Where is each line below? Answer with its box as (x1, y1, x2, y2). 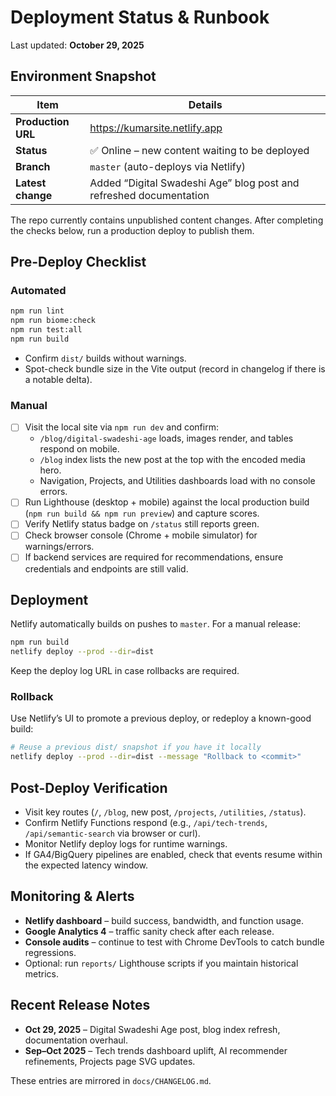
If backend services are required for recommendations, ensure (24, 551, 284, 563)
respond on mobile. (39, 443, 120, 455)
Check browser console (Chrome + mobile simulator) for (24, 529, 258, 541)
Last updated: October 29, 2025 (10, 39, 145, 51)
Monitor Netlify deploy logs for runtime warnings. (24, 837, 228, 850)
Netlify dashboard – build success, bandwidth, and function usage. (24, 914, 304, 926)
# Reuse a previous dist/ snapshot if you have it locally (10, 742, 262, 753)
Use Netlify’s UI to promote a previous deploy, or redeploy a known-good (10, 712, 312, 725)
